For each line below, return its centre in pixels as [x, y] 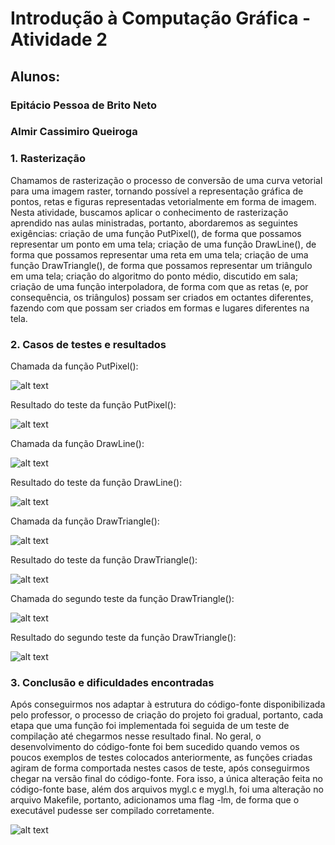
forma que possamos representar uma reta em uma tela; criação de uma [159, 254]
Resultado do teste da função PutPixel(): [93, 405]
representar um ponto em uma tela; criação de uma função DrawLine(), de [163, 244]
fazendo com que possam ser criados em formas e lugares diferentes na [160, 308]
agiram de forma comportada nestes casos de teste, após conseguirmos [160, 768]
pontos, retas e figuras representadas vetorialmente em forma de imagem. [163, 201]
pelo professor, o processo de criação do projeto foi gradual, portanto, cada [167, 715]
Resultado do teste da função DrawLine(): [96, 483]
